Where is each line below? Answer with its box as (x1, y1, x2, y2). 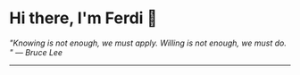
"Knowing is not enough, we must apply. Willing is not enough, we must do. (9, 37, 287, 48)
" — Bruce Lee (9, 46, 63, 57)
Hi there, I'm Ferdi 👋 (9, 8, 158, 29)
